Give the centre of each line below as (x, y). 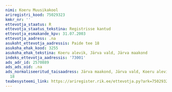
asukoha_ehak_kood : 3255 (32, 48)
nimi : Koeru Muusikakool (32, 10)
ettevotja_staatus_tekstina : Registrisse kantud (58, 29)
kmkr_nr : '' (18, 19)
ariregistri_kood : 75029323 (35, 15)
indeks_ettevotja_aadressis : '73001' (46, 57)
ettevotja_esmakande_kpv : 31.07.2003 (46, 34)
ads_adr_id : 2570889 (27, 62)
